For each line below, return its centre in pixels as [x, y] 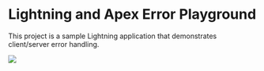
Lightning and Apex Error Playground [132, 14]
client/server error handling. [54, 44]
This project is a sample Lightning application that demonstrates [113, 36]
